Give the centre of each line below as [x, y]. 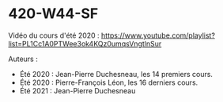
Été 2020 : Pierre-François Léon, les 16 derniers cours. [109, 82]
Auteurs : [23, 59]
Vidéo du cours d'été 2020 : [54, 35]
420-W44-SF [53, 14]
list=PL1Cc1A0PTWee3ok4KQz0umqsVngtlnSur [85, 43]
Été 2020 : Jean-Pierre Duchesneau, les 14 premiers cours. [116, 74]
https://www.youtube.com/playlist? [159, 35]
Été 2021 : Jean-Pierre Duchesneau [77, 90]
